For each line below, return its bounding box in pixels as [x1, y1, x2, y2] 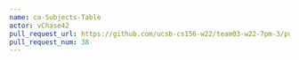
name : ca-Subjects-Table [9, 12, 101, 22]
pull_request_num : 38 [9, 37, 90, 47]
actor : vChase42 [9, 21, 69, 30]
